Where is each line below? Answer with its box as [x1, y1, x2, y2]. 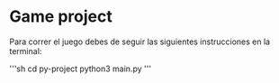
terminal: [9, 45, 42, 56]
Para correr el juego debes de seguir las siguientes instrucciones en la [9, 36, 271, 47]
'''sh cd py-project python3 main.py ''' [9, 63, 151, 74]
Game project [9, 6, 112, 27]
